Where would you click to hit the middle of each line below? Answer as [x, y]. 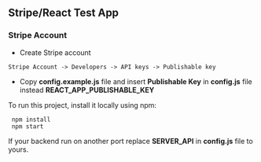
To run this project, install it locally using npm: [83, 105]
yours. [18, 149]
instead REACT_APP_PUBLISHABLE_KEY [87, 90]
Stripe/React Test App [64, 13]
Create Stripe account [55, 52]
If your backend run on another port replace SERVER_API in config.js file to [130, 141]
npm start [28, 126]
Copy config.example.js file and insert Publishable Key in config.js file [136, 81]
